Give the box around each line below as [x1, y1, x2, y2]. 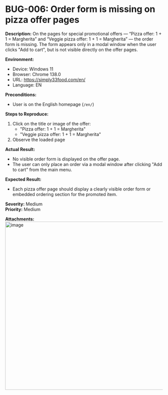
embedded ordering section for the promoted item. [12, 191, 117, 197]
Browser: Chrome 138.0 [12, 71, 61, 77]
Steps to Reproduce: [5, 111, 49, 117]
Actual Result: [5, 146, 35, 152]
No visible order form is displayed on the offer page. [12, 156, 120, 162]
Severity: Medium [5, 201, 43, 207]
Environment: [5, 56, 34, 62]
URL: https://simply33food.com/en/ [12, 76, 86, 82]
